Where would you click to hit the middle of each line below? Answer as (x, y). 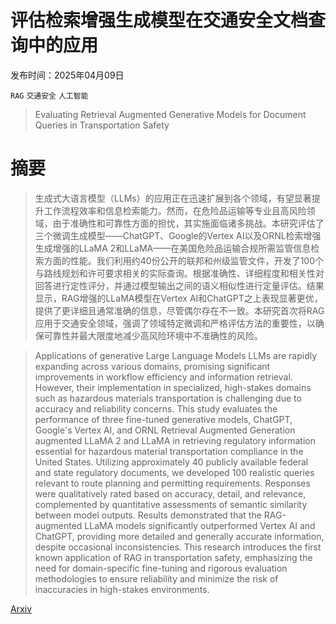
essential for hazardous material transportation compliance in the (169, 451)
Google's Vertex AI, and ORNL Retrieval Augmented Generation (165, 430)
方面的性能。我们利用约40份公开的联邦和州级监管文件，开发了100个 (184, 260)
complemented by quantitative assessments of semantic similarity (171, 504)
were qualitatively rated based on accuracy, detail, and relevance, (170, 493)
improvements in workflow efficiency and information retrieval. (163, 377)
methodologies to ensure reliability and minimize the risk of (156, 578)
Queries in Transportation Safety (102, 125)
